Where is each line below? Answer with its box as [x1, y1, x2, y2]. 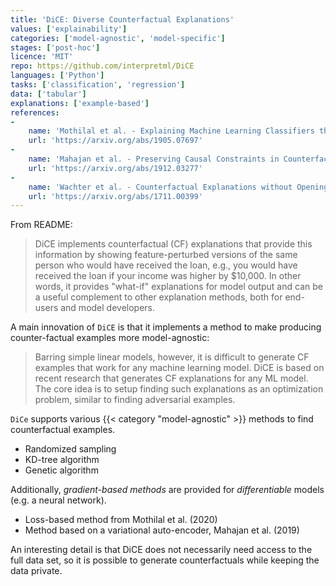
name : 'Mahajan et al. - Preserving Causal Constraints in [28, 154, 280, 164]
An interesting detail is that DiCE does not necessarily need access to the [10, 544, 313, 556]
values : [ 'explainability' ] [10, 24, 128, 34]
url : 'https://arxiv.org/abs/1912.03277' [28, 163, 203, 173]
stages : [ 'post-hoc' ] [10, 42, 101, 53]
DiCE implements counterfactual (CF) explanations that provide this [34, 238, 313, 250]
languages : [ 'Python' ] [10, 71, 105, 81]
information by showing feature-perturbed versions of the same [34, 249, 298, 261]
